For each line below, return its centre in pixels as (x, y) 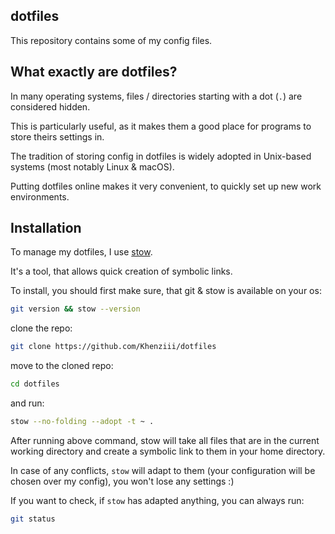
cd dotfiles (35, 384)
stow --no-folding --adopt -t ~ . (82, 422)
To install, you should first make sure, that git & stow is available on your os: (166, 291)
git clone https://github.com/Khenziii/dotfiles (113, 347)
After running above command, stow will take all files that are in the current (165, 440)
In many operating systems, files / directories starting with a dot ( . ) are (156, 96)
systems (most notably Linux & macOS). (92, 166)
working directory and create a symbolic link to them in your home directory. (168, 451)
